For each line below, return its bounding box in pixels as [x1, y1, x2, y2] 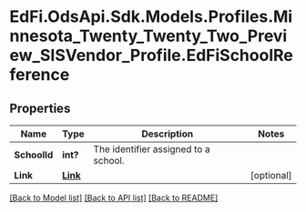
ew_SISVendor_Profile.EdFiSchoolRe [9, 45, 293, 66]
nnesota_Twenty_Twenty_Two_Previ [9, 25, 288, 46]
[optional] [250, 169, 292, 181]
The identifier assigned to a [93, 143, 211, 156]
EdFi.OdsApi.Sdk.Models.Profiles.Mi [9, 6, 293, 27]
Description [140, 127, 194, 140]
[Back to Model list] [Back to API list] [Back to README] [9, 193, 219, 203]
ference [9, 65, 70, 86]
